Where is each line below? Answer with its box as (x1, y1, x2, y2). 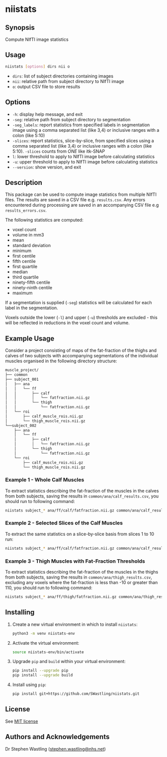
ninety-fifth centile (12, 279, 51, 285)
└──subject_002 (5, 423, 37, 428)
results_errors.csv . (5, 207, 47, 213)
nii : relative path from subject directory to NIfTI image (12, 78, 124, 84)
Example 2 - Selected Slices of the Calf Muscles (5, 519, 123, 526)
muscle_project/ (5, 368, 39, 373)
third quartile (12, 274, 39, 280)
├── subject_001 (5, 377, 39, 382)
